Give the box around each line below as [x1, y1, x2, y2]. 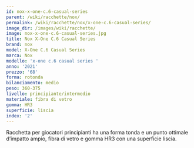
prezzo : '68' [6, 69, 38, 75]
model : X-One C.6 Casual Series [6, 47, 85, 53]
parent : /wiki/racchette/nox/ [6, 14, 81, 20]
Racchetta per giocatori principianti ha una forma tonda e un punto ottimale [6, 129, 188, 136]
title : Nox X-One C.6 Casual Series [6, 36, 96, 42]
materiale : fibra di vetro [6, 96, 72, 102]
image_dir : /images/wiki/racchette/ [6, 25, 96, 31]
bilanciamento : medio [6, 80, 59, 86]
